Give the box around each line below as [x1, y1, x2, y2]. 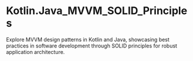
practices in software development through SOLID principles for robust [6, 42, 178, 49]
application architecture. [6, 48, 65, 55]
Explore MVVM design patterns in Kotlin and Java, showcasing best [6, 36, 170, 43]
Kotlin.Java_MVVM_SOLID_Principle [6, 4, 188, 18]
